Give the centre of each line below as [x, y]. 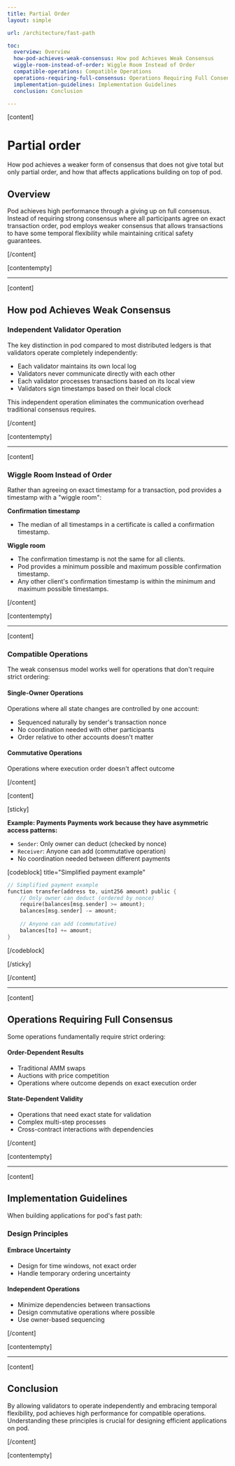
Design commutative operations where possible [86, 1312]
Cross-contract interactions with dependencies [85, 1129]
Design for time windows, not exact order [77, 1266]
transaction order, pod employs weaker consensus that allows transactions [115, 226]
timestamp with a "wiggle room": [55, 498]
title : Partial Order [39, 14]
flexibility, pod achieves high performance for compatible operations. [107, 1413]
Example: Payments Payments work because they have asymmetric [108, 822]
